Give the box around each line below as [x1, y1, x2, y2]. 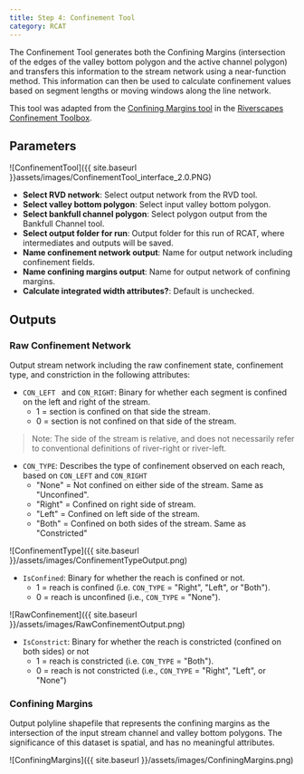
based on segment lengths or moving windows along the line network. [9, 85, 271, 96]
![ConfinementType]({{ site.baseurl [9, 545, 140, 556]
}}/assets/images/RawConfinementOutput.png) [9, 619, 185, 629]
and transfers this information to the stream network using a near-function [9, 65, 287, 77]
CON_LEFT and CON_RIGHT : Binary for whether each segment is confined [22, 387, 288, 397]
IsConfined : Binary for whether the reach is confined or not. [22, 572, 245, 583]
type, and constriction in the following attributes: [9, 369, 191, 380]
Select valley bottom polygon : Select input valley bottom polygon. [22, 199, 271, 210]
